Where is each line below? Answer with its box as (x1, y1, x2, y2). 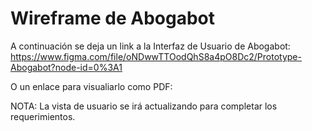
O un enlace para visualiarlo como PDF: (10, 80, 173, 92)
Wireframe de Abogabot (10, 7, 216, 30)
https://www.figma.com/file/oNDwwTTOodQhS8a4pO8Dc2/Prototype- (10, 50, 302, 62)
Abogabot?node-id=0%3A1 (10, 61, 123, 73)
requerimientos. (10, 110, 76, 122)
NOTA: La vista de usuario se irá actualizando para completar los (10, 100, 278, 112)
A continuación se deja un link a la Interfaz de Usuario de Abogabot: (10, 40, 291, 52)
